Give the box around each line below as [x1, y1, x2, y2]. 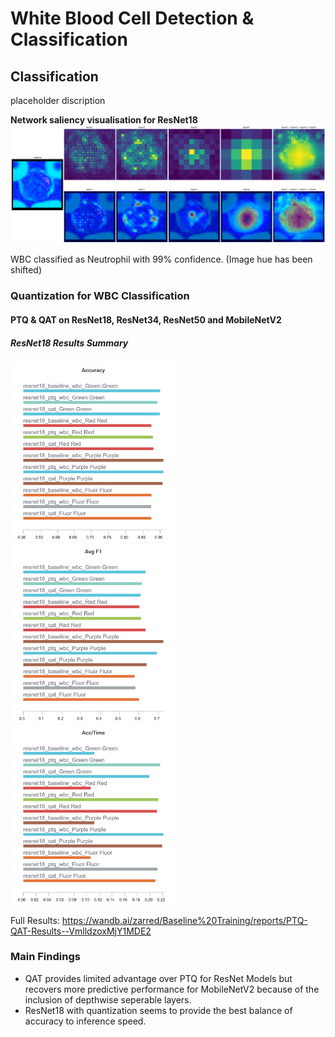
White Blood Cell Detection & [10, 7, 255, 30]
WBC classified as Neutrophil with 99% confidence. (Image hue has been [10, 253, 313, 266]
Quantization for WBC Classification [10, 289, 190, 303]
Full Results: [10, 914, 60, 926]
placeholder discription [10, 95, 106, 106]
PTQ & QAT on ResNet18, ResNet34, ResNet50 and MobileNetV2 [10, 314, 282, 326]
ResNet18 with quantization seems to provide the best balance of [24, 1004, 293, 1016]
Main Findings [10, 950, 81, 964]
